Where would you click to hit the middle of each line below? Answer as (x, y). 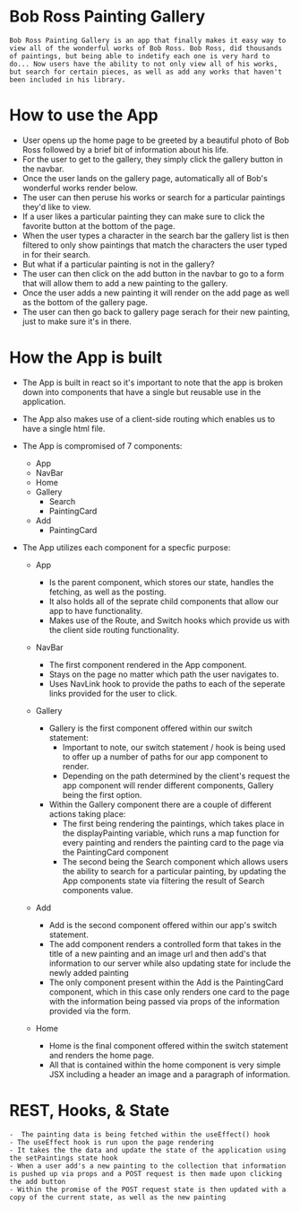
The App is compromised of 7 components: (102, 445)
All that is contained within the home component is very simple (165, 1065)
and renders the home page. (102, 1055)
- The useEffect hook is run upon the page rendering (112, 1142)
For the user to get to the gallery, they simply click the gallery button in (153, 159)
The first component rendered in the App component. (148, 664)
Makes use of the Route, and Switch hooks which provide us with (169, 620)
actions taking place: (87, 813)
